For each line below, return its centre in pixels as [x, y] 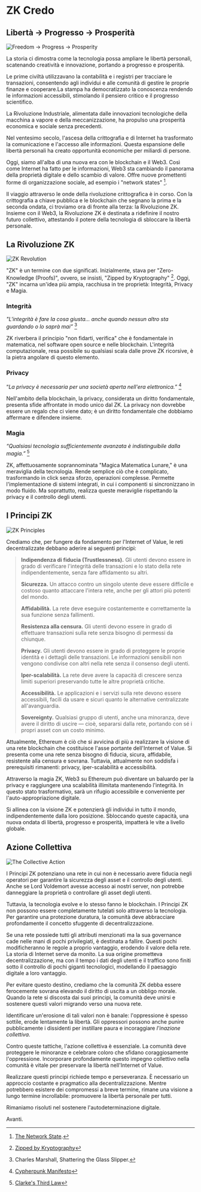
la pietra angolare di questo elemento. [53, 358]
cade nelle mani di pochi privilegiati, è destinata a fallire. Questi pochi [92, 941]
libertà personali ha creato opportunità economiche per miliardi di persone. [99, 151]
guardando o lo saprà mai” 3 [42, 326]
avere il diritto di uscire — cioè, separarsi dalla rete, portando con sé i [106, 724]
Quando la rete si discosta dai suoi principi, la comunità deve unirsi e [91, 997]
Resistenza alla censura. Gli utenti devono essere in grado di [96, 626]
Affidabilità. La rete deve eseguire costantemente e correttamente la [106, 608]
